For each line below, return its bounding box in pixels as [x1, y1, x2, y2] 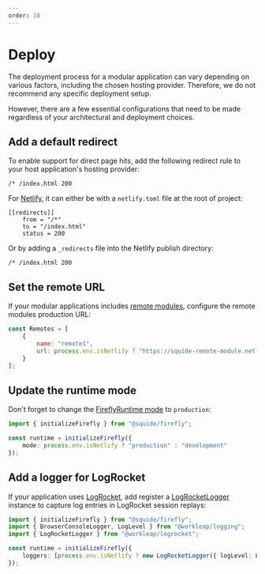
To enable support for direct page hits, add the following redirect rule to [8, 156, 241, 166]
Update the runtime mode [8, 383, 136, 397]
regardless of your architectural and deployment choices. [8, 112, 195, 122]
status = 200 [22, 230, 65, 238]
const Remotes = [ [8, 325, 69, 333]
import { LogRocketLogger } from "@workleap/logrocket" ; [8, 531, 200, 538]
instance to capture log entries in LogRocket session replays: [8, 500, 207, 510]
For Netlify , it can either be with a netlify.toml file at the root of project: [8, 194, 243, 203]
